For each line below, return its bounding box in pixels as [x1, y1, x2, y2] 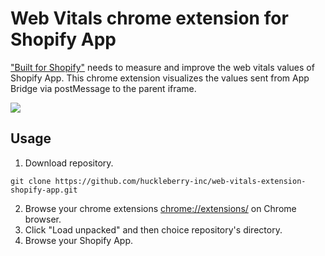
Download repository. [24, 157, 114, 169]
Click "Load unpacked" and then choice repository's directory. [24, 223, 283, 236]
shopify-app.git [10, 185, 78, 195]
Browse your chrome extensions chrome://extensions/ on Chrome [24, 202, 297, 214]
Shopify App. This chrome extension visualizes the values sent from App [10, 72, 310, 84]
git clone [10, 176, 52, 186]
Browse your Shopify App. [24, 234, 134, 246]
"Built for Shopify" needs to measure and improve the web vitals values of [10, 61, 315, 73]
